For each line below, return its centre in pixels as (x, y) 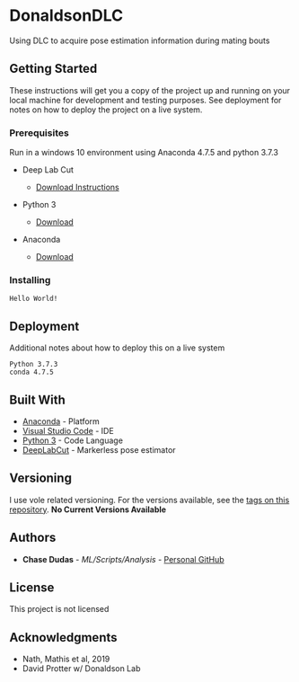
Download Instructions (77, 187)
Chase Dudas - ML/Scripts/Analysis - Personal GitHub (123, 559)
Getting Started (53, 69)
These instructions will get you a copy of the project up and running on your (149, 90)
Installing (30, 279)
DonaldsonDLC (66, 16)
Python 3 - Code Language (73, 440)
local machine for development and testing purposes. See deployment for (145, 100)
